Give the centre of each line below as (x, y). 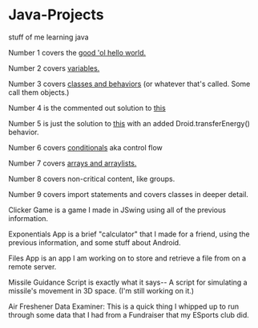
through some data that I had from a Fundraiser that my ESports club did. (129, 314)
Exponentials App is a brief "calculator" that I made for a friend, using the (129, 234)
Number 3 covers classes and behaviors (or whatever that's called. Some (129, 84)
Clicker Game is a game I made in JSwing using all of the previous (117, 210)
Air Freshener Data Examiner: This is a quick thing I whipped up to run (123, 306)
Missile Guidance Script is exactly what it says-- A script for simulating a (128, 282)
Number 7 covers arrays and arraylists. (73, 163)
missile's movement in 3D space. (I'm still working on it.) (101, 290)
